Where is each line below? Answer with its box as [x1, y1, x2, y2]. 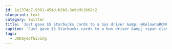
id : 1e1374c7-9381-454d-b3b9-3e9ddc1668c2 [5, 7, 97, 13]
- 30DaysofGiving [10, 36, 47, 41]
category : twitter [5, 17, 45, 22]
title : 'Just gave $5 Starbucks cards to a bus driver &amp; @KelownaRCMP [5, 21, 168, 27]
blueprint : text [5, 12, 40, 17]
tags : [5, 31, 17, 36]
